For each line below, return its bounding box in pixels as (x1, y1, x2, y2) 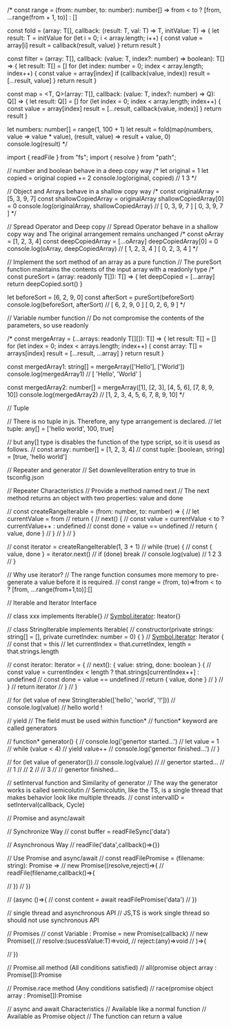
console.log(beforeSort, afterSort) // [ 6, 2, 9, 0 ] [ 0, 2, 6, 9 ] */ (7, 301, 185, 309)
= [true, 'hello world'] (7, 453, 68, 460)
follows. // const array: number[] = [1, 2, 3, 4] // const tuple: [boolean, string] (7, 445, 225, 454)
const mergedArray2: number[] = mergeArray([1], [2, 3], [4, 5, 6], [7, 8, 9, (7, 383, 214, 392)
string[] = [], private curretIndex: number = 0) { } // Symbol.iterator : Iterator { (7, 633, 224, 640)
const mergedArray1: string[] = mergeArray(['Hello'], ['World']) (7, 363, 185, 371)
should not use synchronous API (7, 916, 100, 924)
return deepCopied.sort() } (7, 280, 83, 288)
